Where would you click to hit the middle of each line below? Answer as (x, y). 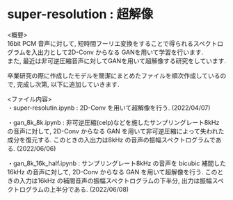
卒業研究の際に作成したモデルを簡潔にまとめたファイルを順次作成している (114, 75)
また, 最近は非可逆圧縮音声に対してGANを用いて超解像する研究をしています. (117, 60)
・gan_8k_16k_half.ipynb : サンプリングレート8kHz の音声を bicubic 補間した (116, 163)
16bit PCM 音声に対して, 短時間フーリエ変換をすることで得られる (100, 43)
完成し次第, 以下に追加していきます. (68, 84)
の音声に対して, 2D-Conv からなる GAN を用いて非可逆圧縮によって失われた (116, 131)
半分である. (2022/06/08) (92, 189)
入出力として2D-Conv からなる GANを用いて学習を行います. (117, 52)
